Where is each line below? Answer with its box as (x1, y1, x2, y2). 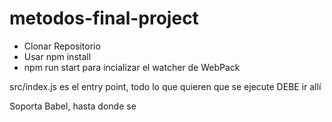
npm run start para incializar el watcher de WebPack (23, 61, 241, 73)
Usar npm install (23, 50, 92, 62)
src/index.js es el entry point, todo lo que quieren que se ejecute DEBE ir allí (9, 80, 322, 92)
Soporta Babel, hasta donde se (9, 100, 137, 112)
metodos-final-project (9, 7, 199, 30)
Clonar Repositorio (23, 40, 101, 52)
